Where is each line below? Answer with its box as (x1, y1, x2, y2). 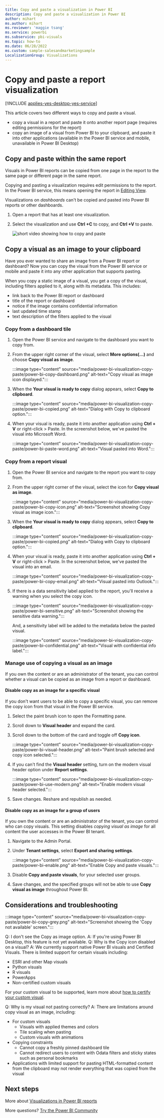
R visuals (12, 969, 31, 975)
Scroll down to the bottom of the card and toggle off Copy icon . (12, 732, 141, 738)
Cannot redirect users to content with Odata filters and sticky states (19, 1050, 157, 1056)
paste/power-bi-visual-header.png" (12, 747, 84, 753)
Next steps (5, 1085, 39, 1093)
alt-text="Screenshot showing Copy (77, 504, 150, 510)
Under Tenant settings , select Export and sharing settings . (12, 848, 134, 854)
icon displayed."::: (12, 377, 48, 382)
